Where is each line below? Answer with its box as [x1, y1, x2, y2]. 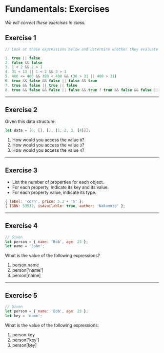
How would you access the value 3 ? [12, 142, 84, 148]
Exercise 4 [5, 222, 38, 230]
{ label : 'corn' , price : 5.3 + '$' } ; [5, 199, 84, 204]
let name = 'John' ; [5, 244, 45, 249]
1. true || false [5, 55, 41, 61]
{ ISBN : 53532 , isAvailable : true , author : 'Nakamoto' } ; [5, 204, 125, 209]
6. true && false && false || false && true [5, 78, 97, 83]
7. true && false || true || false [5, 83, 78, 88]
